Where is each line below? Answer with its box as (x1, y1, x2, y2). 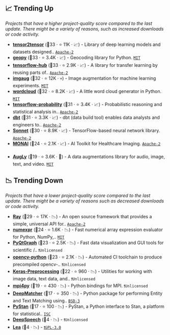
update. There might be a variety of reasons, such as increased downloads (5, 25, 164, 32)
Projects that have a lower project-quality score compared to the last (5, 192, 151, 198)
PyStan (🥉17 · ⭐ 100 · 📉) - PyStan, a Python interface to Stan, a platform (12, 303, 164, 310)
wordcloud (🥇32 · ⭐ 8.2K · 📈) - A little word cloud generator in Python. (12, 88, 162, 94)
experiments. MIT (12, 82, 48, 88)
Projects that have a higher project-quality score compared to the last (5, 20, 153, 27)
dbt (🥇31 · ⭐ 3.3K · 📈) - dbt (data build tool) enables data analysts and (12, 114, 160, 120)
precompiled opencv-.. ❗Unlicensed (12, 261, 86, 267)
